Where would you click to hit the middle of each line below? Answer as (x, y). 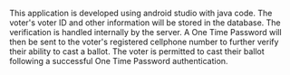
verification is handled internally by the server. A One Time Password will (146, 32)
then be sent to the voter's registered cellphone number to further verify (144, 42)
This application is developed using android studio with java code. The (141, 13)
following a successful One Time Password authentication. (119, 61)
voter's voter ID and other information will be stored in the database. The (145, 23)
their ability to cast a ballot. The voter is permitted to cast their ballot (137, 52)
